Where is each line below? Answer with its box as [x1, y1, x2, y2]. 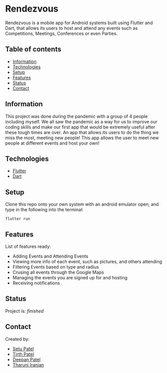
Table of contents [5, 45, 61, 53]
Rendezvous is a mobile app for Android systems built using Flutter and [5, 20, 153, 26]
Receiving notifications [12, 280, 60, 286]
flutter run [5, 216, 30, 222]
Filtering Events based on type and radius [12, 264, 99, 270]
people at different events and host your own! [5, 140, 100, 146]
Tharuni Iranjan [12, 361, 44, 368]
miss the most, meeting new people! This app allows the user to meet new [5, 135, 159, 141]
